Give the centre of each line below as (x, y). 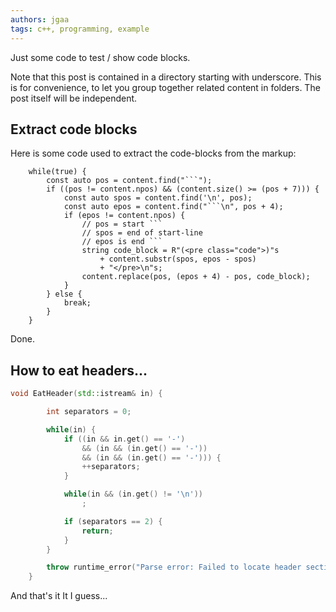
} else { (64, 294)
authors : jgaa (40, 19)
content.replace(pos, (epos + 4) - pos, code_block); (196, 277)
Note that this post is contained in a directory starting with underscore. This (166, 77)
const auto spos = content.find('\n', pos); (158, 198)
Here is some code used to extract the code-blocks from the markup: (153, 153)
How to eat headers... (79, 370)
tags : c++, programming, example (80, 29)
